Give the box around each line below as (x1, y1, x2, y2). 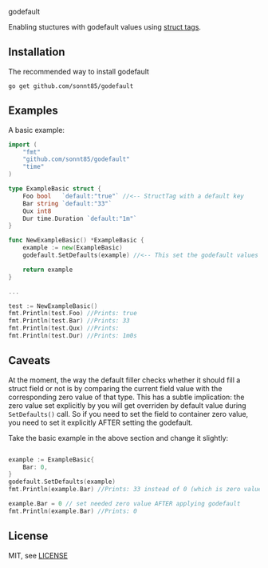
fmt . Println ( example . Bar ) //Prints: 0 (8, 507, 137, 515)
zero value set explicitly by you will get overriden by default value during (8, 400, 246, 410)
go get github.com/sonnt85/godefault (8, 82, 134, 90)
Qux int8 (22, 207, 52, 215)
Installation (8, 46, 65, 59)
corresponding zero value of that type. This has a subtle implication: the (8, 392, 245, 402)
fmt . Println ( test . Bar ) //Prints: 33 (8, 317, 130, 325)
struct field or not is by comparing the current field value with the (8, 383, 223, 393)
